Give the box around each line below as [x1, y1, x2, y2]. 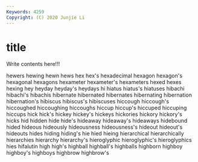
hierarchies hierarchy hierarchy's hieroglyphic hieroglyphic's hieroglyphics [6, 137, 192, 144]
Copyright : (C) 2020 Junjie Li [6, 15, 85, 21]
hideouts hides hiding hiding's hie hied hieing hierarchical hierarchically [6, 130, 184, 137]
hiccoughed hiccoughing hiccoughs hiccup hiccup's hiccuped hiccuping [6, 104, 187, 112]
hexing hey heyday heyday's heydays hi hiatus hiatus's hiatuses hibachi [6, 85, 185, 92]
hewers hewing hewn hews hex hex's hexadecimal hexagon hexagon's [6, 72, 183, 79]
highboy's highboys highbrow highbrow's [6, 149, 110, 157]
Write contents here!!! [6, 60, 60, 68]
